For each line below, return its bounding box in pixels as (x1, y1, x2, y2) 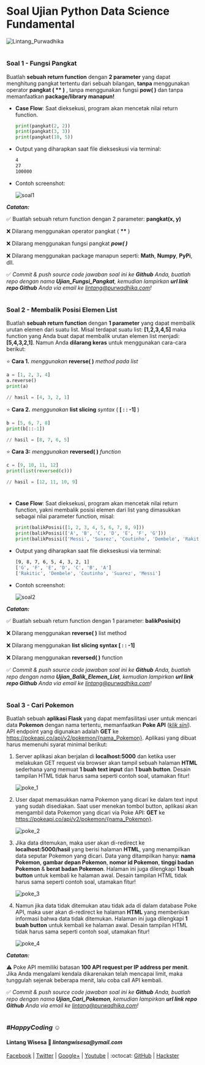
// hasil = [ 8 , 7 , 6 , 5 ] (6, 437, 70, 443)
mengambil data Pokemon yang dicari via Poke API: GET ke (15, 809, 165, 816)
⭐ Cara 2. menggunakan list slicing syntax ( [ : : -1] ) (6, 405, 140, 413)
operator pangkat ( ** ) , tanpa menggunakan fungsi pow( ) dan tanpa (6, 86, 184, 93)
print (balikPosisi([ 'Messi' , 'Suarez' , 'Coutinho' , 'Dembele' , (15, 536, 181, 542)
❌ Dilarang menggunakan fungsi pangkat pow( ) (6, 239, 128, 247)
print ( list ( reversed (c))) (6, 468, 72, 474)
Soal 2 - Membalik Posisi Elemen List (6, 305, 117, 314)
